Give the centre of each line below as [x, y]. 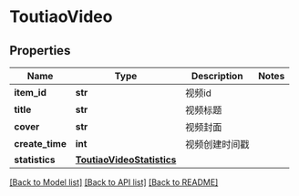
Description [217, 76]
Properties [40, 51]
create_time [40, 144]
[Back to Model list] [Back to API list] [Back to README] [114, 182]
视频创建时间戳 [217, 144]
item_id [31, 93]
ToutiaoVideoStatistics [126, 160]
